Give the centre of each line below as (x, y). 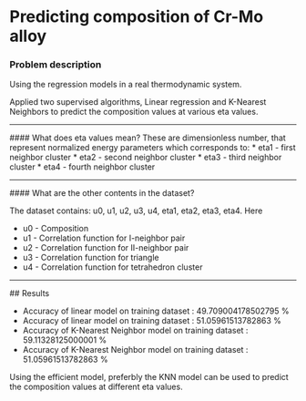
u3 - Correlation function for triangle (91, 258)
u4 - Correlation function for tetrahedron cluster (112, 267)
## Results (30, 293)
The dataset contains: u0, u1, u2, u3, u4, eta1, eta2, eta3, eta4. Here (136, 211)
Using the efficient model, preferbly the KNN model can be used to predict (149, 377)
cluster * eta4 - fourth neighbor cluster (82, 167)
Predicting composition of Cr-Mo (137, 17)
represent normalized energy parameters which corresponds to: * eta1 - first (153, 148)
